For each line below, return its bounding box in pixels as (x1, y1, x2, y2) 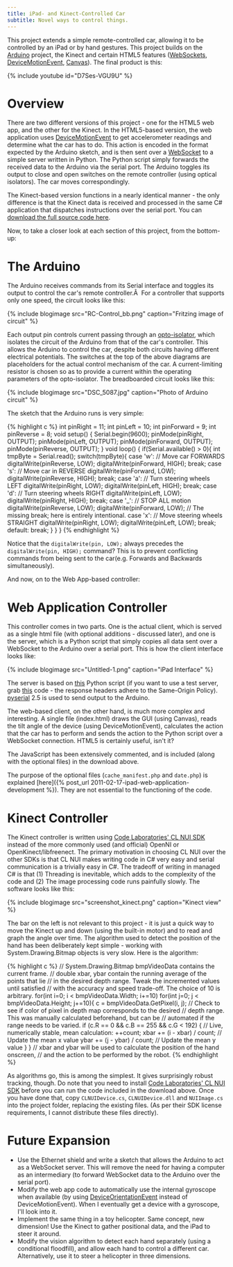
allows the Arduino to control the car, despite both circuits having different (7, 345, 219, 354)
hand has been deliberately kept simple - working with (7, 941, 163, 949)
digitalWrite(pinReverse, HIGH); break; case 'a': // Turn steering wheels (7, 474, 210, 483)
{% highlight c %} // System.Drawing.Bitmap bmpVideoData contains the (7, 962, 215, 970)
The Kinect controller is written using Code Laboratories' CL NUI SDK (7, 833, 206, 842)
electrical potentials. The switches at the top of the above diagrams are (7, 352, 211, 361)
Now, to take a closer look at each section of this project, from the (7, 227, 196, 235)
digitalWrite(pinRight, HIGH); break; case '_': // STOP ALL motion (7, 496, 191, 505)
